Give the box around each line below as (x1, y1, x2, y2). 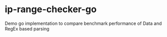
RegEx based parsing (5, 25, 49, 31)
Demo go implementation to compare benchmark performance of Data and (5, 20, 162, 26)
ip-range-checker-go (5, 4, 97, 15)
